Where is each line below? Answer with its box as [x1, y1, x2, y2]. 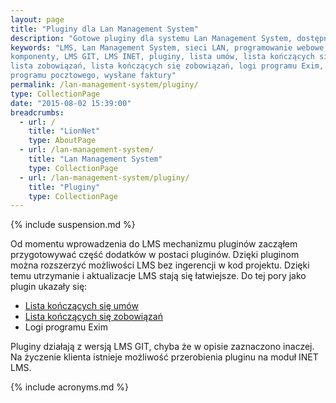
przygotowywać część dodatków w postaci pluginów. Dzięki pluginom [10, 249, 300, 261]
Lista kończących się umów [24, 300, 139, 312]
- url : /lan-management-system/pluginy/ [19, 172, 190, 183]
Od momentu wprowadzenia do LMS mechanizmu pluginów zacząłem [10, 238, 298, 250]
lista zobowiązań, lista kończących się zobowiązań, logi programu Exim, [10, 61, 325, 71]
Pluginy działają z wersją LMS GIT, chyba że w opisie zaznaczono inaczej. [10, 341, 315, 353]
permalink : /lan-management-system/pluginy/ [10, 80, 199, 90]
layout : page [10, 14, 65, 25]
